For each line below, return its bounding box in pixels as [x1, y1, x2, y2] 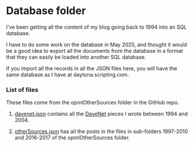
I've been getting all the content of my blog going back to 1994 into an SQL [6, 23, 187, 30]
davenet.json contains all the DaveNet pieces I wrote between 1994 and [14, 110, 188, 118]
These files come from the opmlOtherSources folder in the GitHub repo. [6, 99, 179, 106]
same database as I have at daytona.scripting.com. [6, 71, 130, 78]
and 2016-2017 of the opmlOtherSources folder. [14, 134, 130, 141]
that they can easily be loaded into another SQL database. [6, 53, 147, 60]
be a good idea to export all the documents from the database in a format [6, 47, 183, 54]
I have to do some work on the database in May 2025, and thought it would [6, 41, 188, 48]
